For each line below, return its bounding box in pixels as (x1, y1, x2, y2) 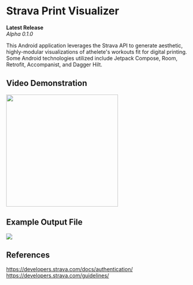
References (6, 250, 50, 260)
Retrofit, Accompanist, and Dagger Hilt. (6, 61, 102, 68)
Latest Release (6, 24, 43, 31)
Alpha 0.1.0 (6, 30, 33, 37)
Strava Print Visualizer (6, 4, 119, 18)
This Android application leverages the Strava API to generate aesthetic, (6, 42, 183, 49)
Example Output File (6, 217, 83, 228)
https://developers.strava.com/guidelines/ (6, 272, 109, 279)
